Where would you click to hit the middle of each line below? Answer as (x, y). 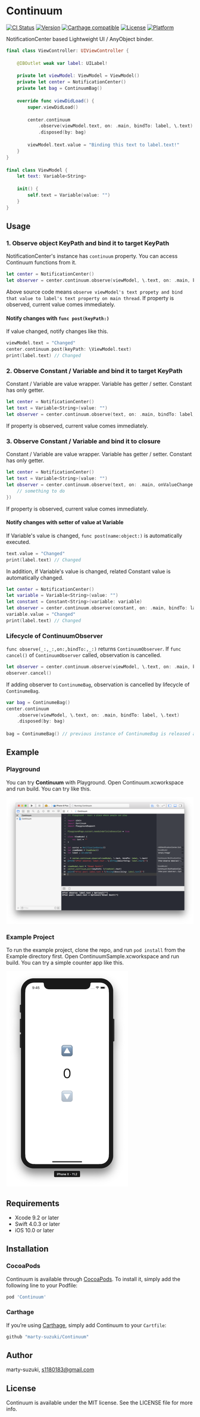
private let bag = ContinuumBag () (60, 88)
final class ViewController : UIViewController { (68, 51)
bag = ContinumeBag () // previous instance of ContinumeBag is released (98, 734)
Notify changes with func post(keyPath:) (58, 318)
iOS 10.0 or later (35, 1230)
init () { (28, 189)
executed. (18, 542)
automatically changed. (35, 577)
